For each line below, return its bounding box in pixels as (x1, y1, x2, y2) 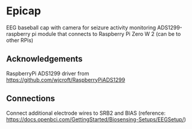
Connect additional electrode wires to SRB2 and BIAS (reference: (6, 109, 166, 116)
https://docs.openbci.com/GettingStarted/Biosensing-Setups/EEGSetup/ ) (6, 115, 187, 123)
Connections (6, 94, 55, 104)
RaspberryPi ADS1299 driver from (6, 70, 89, 77)
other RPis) (6, 36, 34, 44)
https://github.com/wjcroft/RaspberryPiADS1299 (6, 76, 125, 83)
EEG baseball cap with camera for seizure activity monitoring (6, 24, 156, 31)
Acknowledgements (6, 54, 83, 64)
